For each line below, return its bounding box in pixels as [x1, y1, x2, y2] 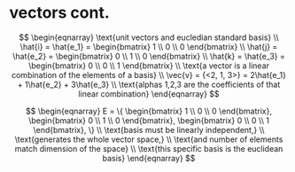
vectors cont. [9, 3, 110, 23]
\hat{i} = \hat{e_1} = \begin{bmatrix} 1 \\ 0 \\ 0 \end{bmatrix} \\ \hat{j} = [19, 41, 278, 51]
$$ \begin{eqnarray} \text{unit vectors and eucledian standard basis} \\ [19, 32, 279, 43]
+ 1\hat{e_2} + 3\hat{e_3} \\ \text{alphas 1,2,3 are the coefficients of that [17, 79, 281, 90]
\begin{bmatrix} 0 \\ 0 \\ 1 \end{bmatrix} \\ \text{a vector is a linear [27, 60, 270, 71]
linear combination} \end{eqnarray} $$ [78, 88, 220, 99]
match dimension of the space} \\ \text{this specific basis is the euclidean [14, 143, 283, 153]
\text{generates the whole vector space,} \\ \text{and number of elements [14, 134, 283, 145]
